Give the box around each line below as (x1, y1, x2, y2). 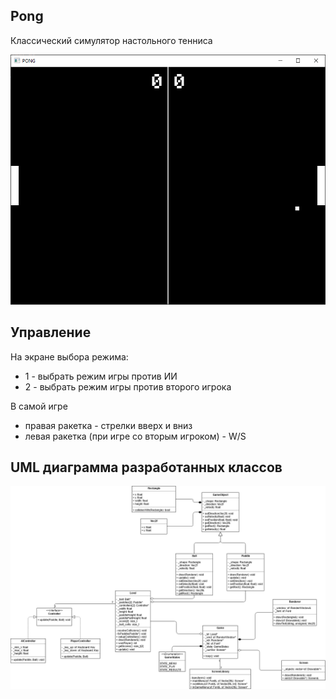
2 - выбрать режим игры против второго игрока (24, 380, 232, 393)
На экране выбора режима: (10, 350, 129, 363)
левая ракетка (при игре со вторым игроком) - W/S (24, 430, 247, 442)
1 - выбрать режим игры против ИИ (24, 370, 178, 382)
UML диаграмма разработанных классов (10, 459, 283, 476)
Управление (10, 324, 92, 341)
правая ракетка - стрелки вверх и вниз (24, 419, 193, 431)
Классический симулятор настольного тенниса (10, 34, 213, 46)
